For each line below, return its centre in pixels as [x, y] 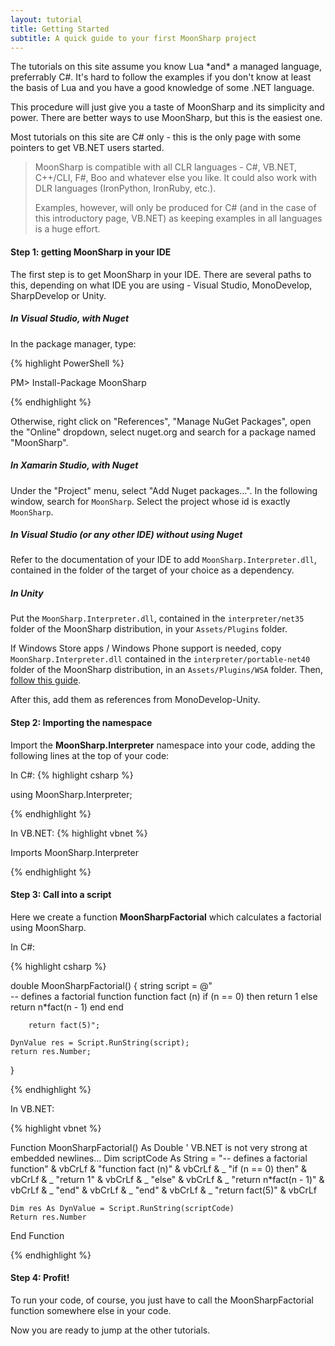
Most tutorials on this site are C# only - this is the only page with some [156, 137]
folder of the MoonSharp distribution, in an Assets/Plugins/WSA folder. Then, [166, 670]
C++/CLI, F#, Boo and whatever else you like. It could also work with [175, 178]
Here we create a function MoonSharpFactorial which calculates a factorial [166, 917]
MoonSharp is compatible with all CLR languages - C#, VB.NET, [166, 167]
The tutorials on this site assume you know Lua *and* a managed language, [166, 67]
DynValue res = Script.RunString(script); [100, 1042]
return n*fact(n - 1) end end [67, 1007]
